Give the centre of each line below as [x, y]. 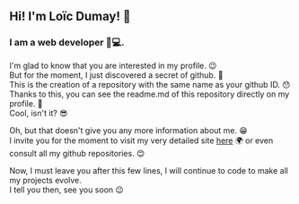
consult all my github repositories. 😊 [77, 153]
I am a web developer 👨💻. [67, 43]
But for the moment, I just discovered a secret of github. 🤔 [116, 75]
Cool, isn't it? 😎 [39, 113]
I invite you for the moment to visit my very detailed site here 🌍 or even [141, 140]
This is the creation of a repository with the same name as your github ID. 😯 [150, 84]
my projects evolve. [46, 180]
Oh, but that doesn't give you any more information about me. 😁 [129, 130]
